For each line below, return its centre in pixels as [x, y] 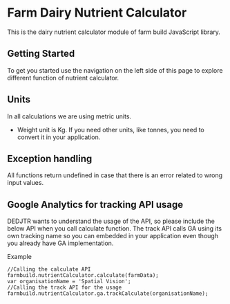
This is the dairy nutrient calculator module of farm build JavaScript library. [114, 32]
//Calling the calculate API [49, 269]
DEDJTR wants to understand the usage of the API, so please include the [111, 221]
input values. [25, 183]
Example [20, 257]
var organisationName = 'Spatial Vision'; [69, 282]
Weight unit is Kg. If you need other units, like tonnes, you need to [111, 129]
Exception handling [50, 158]
